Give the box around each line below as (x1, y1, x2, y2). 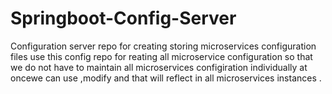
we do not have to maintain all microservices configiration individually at (10, 61, 308, 73)
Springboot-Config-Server (10, 7, 237, 30)
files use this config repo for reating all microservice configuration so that (10, 50, 313, 62)
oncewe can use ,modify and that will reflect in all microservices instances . (10, 72, 322, 84)
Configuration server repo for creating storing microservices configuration (10, 40, 317, 52)
